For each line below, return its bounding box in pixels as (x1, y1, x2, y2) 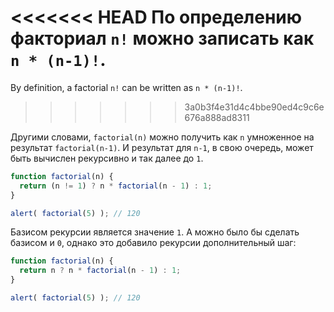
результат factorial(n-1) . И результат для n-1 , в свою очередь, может (10, 141, 314, 153)
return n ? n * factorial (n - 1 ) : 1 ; (19, 266, 182, 276)
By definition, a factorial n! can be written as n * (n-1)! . (10, 81, 243, 93)
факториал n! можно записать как (10, 27, 315, 50)
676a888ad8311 (184, 111, 250, 123)
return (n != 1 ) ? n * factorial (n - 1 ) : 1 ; (19, 181, 213, 191)
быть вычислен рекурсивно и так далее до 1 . (10, 152, 204, 164)
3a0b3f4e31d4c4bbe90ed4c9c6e (184, 101, 325, 113)
